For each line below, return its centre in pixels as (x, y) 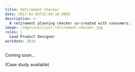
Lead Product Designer (32, 37)
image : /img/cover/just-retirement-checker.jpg (54, 28)
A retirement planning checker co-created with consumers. (70, 23)
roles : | (14, 32)
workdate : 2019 (20, 41)
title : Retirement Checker (32, 9)
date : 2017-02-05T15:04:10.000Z (37, 14)
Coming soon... (20, 55)
